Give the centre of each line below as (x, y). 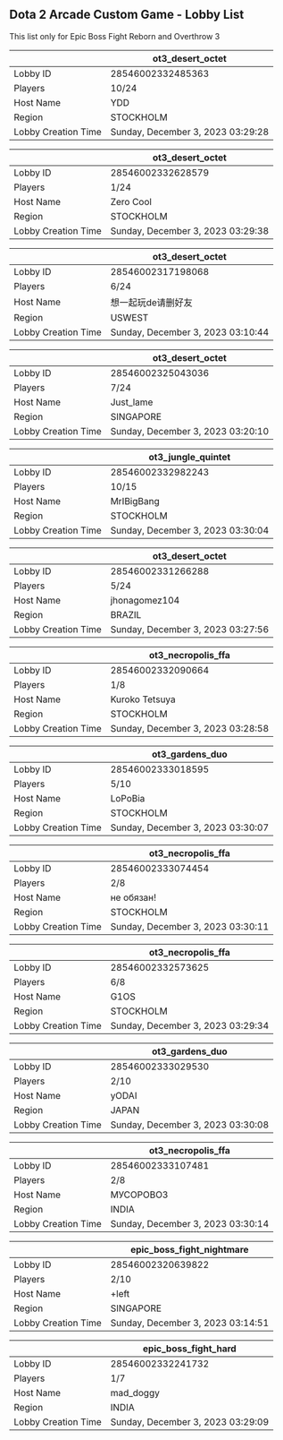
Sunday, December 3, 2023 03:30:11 (190, 926)
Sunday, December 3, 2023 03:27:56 (190, 629)
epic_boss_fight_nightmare (190, 1249)
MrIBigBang (135, 501)
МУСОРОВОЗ (139, 1195)
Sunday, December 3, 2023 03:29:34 (190, 1025)
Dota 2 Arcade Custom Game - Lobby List (127, 15)
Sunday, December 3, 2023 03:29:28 (190, 132)
